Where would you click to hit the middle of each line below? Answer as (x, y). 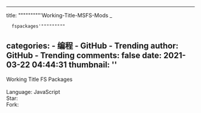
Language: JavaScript (33, 92)
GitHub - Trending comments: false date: (84, 56)
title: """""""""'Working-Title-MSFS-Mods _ (59, 15)
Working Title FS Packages (39, 79)
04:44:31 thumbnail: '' (75, 65)
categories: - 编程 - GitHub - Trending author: (92, 46)
